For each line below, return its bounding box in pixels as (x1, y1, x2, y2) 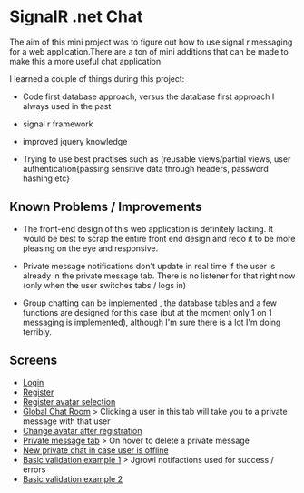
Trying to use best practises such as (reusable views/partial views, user (22, 153, 291, 165)
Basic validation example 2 (22, 473, 123, 484)
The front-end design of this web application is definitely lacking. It (22, 223, 274, 234)
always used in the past (22, 100, 112, 111)
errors (22, 464, 46, 475)
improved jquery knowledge (22, 136, 128, 146)
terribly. (22, 326, 53, 337)
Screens (9, 353, 57, 368)
